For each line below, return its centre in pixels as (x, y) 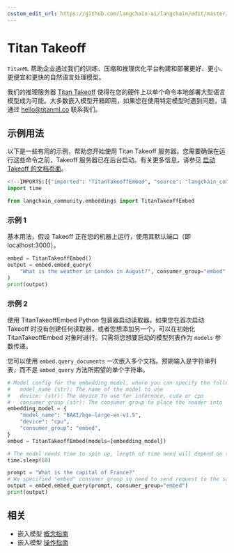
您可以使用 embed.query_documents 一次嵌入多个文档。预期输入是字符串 (109, 361)
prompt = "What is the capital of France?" (71, 473)
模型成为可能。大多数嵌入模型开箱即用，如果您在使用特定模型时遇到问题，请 (117, 100)
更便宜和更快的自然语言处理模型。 (56, 77)
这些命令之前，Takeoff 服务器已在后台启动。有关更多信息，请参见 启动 (114, 160)
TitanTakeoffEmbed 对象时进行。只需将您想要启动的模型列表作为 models (110, 337)
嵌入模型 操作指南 (42, 542)
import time (24, 189)
